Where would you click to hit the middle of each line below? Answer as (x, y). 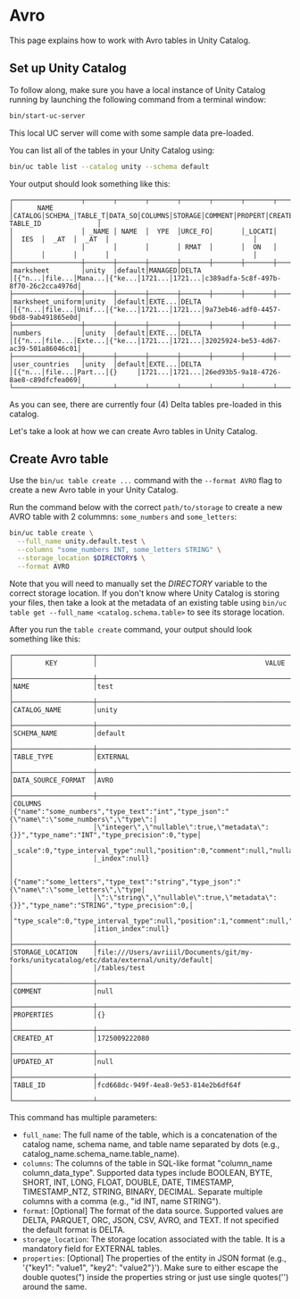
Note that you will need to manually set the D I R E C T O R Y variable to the (138, 583)
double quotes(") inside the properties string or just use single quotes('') (155, 1277)
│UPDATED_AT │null (62, 1061)
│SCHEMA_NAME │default (67, 733)
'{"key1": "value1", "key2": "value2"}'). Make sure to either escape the (150, 1267)
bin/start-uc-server (48, 116)
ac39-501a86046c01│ (46, 348)
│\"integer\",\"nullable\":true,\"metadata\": (181, 827)
